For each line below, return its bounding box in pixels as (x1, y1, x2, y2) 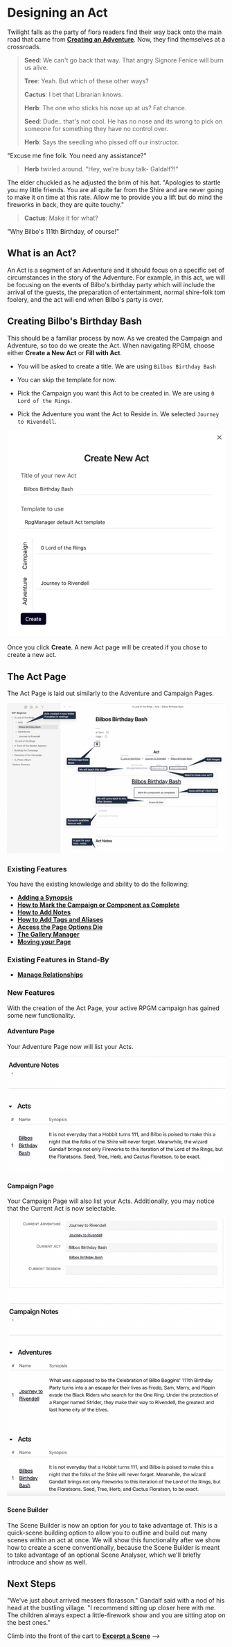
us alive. (24, 63, 48, 71)
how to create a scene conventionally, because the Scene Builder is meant (7, 1543, 220, 1551)
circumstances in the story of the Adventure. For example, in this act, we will (7, 273, 226, 282)
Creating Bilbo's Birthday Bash (7, 316, 142, 327)
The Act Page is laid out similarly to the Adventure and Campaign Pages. (7, 689, 215, 698)
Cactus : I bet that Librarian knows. (24, 90, 123, 99)
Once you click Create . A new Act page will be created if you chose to (7, 643, 208, 651)
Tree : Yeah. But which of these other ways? (24, 76, 149, 85)
